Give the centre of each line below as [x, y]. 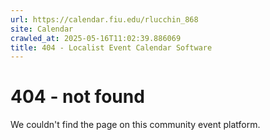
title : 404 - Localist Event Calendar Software [111, 47]
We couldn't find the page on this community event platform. [135, 125]
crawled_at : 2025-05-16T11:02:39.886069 [96, 38]
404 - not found [77, 97]
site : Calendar [42, 29]
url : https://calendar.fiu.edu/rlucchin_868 [104, 19]
